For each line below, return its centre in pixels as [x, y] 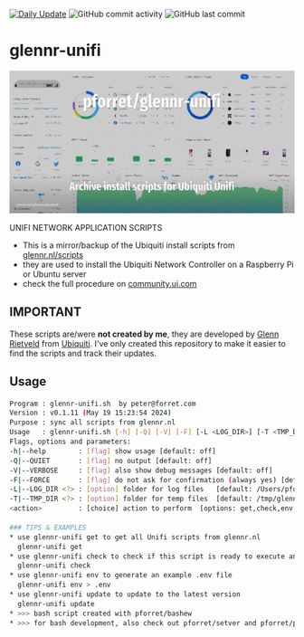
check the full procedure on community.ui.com [109, 283]
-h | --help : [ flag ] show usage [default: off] [113, 451]
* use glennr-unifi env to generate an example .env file [121, 575]
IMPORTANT [45, 312]
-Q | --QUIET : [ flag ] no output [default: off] [111, 461]
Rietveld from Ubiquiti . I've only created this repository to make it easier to [148, 343]
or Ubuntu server [54, 274]
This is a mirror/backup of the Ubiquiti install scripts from [128, 245]
